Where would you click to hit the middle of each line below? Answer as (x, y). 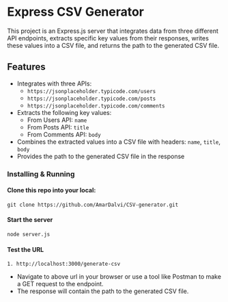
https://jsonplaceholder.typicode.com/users (91, 91)
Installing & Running (41, 174)
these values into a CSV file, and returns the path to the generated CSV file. (113, 45)
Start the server (30, 220)
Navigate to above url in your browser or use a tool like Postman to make (119, 277)
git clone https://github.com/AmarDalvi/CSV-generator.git (93, 205)
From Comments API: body (64, 134)
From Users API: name (57, 120)
